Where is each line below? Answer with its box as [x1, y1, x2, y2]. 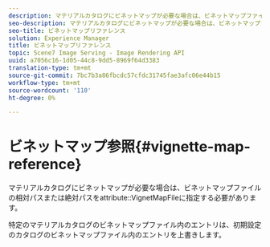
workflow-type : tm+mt [8, 79, 81, 87]
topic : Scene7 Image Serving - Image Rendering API [8, 49, 185, 57]
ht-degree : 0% [8, 94, 56, 102]
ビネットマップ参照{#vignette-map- [8, 138, 251, 156]
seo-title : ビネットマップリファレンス [8, 26, 126, 34]
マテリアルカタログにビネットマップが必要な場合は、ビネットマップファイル [8, 183, 262, 192]
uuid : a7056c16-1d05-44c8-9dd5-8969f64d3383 [8, 57, 160, 65]
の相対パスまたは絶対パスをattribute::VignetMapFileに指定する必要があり [8, 193, 250, 203]
